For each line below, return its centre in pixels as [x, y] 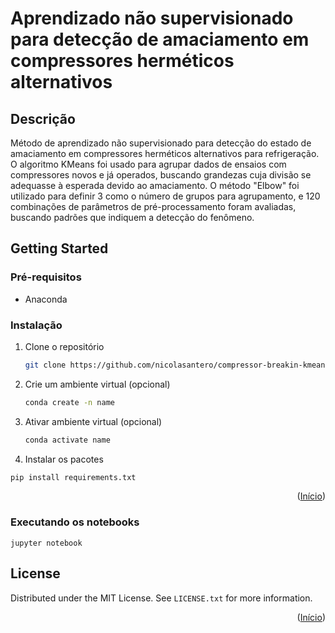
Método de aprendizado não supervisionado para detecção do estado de [161, 143]
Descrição [43, 118]
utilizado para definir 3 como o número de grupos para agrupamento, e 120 [165, 196]
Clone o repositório [64, 346]
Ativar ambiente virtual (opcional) [93, 421]
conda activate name [67, 440]
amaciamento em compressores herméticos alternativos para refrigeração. [165, 153]
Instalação [36, 325]
